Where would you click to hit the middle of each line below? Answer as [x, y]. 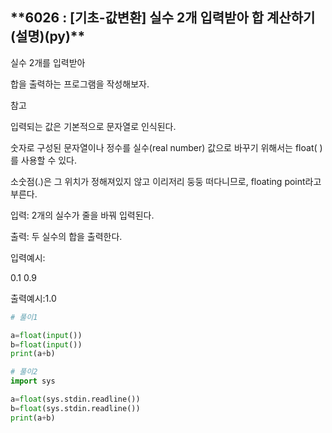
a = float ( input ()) [46, 335]
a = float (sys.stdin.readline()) [75, 399]
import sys [33, 381]
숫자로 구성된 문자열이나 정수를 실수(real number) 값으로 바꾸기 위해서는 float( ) [166, 147]
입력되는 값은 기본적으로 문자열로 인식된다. [93, 126]
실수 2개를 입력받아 [48, 62]
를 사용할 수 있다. [44, 160]
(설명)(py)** [48, 36]
